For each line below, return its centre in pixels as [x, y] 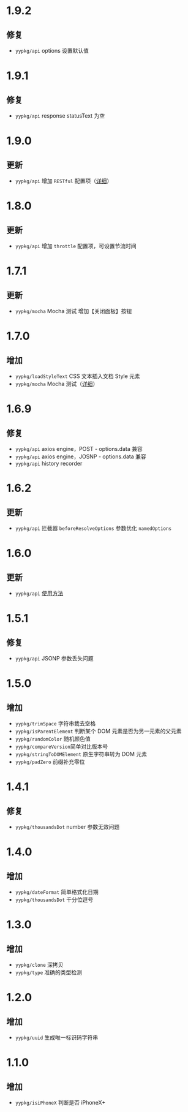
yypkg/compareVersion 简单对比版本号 [62, 746]
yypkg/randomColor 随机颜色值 [53, 739]
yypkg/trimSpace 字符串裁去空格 [55, 723]
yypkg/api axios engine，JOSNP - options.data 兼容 [81, 456]
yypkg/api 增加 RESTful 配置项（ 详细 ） [64, 181]
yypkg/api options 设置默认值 [52, 51]
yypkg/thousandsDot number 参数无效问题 [67, 827]
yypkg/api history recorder [49, 463]
